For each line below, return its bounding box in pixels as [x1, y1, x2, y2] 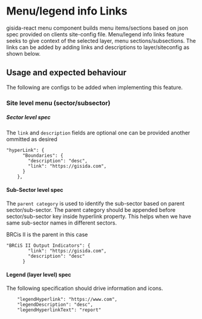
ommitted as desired [6, 135, 57, 143]
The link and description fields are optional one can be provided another [6, 129, 191, 136]
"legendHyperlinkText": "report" [17, 307, 102, 313]
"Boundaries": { [22, 153, 64, 159]
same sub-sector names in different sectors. [6, 219, 117, 226]
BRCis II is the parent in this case [6, 231, 88, 238]
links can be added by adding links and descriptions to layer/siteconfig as [6, 44, 189, 51]
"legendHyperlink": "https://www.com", [17, 297, 118, 303]
